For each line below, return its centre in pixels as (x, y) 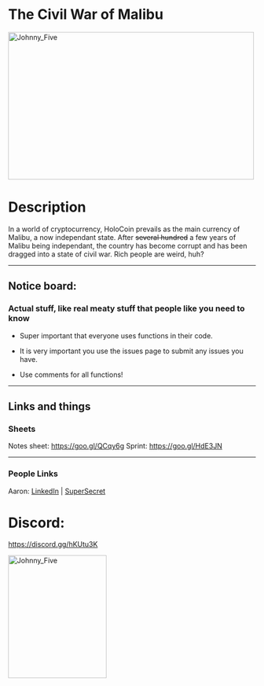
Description (47, 207)
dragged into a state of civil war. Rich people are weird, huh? (106, 254)
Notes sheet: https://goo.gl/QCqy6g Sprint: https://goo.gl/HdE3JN (115, 446)
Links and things (49, 406)
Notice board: (42, 286)
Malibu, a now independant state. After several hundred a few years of (122, 237)
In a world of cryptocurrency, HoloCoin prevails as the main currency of (124, 229)
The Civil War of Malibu (86, 15)
